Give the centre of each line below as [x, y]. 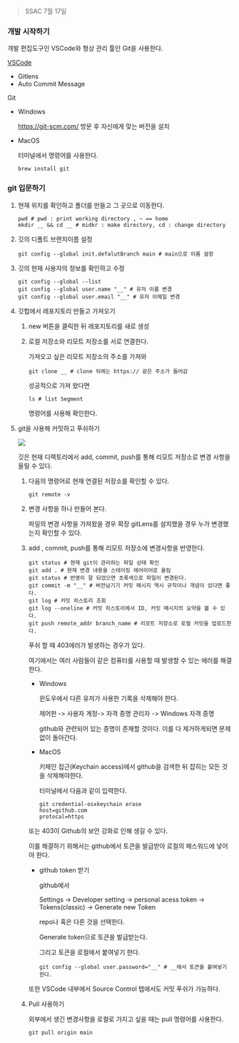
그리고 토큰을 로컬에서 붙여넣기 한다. [90, 952]
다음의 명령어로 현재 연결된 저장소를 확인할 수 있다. [99, 480]
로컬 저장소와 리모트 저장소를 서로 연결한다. [88, 341]
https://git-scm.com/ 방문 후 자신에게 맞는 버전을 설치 [93, 126]
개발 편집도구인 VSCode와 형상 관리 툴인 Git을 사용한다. [85, 49]
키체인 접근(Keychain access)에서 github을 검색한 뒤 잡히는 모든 [129, 766]
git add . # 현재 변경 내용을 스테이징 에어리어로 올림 [100, 570]
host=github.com [63, 810]
